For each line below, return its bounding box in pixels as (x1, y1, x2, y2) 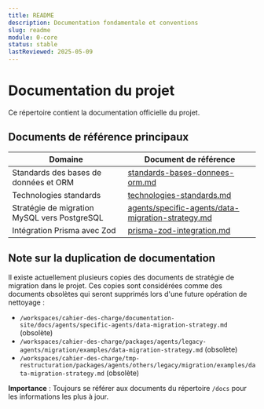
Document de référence (144, 154, 236, 165)
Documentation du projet (8, 82, 175, 100)
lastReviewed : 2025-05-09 (8, 48, 93, 56)
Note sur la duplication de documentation (8, 252, 216, 265)
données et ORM (12, 177, 75, 188)
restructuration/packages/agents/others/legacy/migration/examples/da (19, 361, 256, 369)
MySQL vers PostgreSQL (12, 212, 104, 223)
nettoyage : (8, 298, 45, 307)
